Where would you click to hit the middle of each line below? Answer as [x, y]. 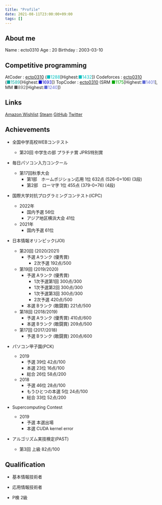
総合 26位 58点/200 [46, 374]
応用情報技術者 [27, 487]
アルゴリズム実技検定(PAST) [40, 439]
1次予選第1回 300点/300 [58, 281]
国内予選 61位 [40, 230]
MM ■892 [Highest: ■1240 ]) [33, 87]
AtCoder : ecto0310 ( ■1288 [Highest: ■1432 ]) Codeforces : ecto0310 [73, 77]
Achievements [27, 130]
